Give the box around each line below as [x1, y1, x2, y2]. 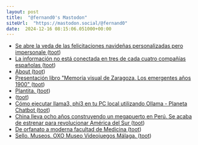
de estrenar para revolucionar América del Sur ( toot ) [14, 119, 145, 127]
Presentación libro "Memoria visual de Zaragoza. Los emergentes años [14, 74, 191, 82]
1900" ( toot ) [14, 81, 45, 88]
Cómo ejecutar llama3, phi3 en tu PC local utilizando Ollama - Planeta [14, 100, 188, 108]
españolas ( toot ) [14, 62, 56, 69]
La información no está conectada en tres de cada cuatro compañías [14, 55, 186, 62]
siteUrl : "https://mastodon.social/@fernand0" [6, 20, 128, 26]
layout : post [6, 8, 39, 15]
